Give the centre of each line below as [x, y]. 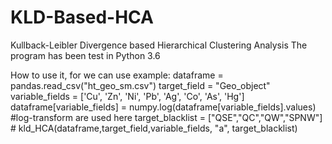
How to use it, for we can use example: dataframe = [117, 75]
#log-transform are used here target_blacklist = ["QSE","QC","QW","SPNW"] [166, 117]
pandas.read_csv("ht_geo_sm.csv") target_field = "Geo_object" [140, 85]
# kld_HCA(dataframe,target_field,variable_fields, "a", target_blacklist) [154, 128]
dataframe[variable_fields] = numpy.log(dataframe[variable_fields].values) [163, 107]
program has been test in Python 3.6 [85, 55]
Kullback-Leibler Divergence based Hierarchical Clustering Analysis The [159, 45]
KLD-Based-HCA [82, 17]
